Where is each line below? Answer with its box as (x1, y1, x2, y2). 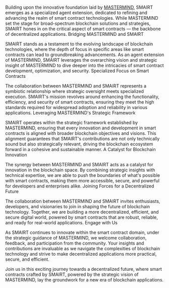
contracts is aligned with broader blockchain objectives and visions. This (5, 130, 156, 136)
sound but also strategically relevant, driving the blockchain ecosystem (5, 141, 153, 147)
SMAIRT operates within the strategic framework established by (5, 120, 138, 125)
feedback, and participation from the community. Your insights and (5, 240, 144, 246)
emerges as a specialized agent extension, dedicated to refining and (5, 10, 148, 16)
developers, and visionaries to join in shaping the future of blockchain (5, 204, 150, 209)
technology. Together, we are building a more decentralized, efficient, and (5, 209, 159, 215)
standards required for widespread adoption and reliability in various (5, 105, 148, 110)
